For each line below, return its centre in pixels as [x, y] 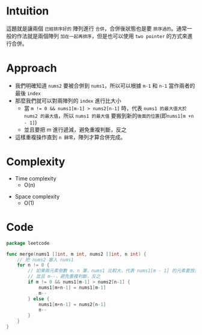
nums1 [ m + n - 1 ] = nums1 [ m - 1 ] [72, 287]
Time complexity [35, 178]
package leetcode [28, 243]
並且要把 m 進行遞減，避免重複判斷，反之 [75, 129]
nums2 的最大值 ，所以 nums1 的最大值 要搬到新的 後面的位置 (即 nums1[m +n [109, 115]
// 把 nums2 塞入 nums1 [45, 260]
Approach [32, 68]
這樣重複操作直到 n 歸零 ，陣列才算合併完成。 [70, 137]
